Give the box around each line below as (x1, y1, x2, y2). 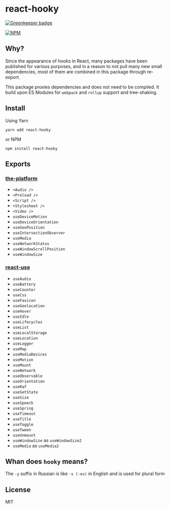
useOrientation (12, 379, 45, 384)
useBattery (12, 282, 36, 287)
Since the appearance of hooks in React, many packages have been (5, 58, 148, 64)
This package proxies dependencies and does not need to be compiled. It (5, 84, 159, 90)
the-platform (5, 175, 38, 182)
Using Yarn (5, 117, 29, 123)
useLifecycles (12, 319, 43, 325)
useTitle (12, 417, 31, 422)
